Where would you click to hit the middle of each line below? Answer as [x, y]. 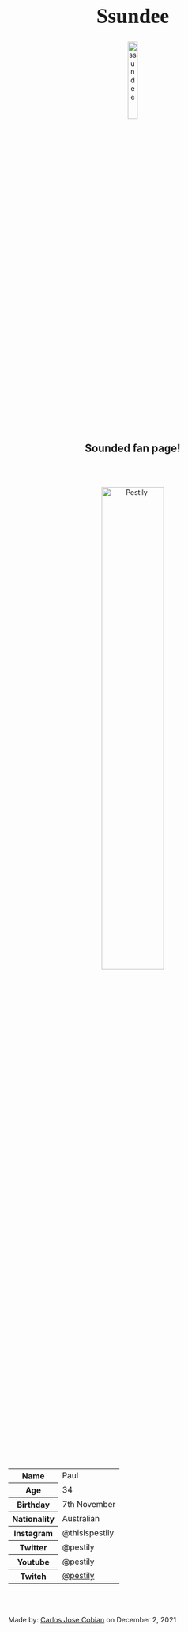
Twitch [33, 1576]
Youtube [33, 1562]
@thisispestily [88, 1532]
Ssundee [133, 16]
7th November [89, 1504]
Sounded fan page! [133, 449]
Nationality [34, 1519]
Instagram [34, 1533]
